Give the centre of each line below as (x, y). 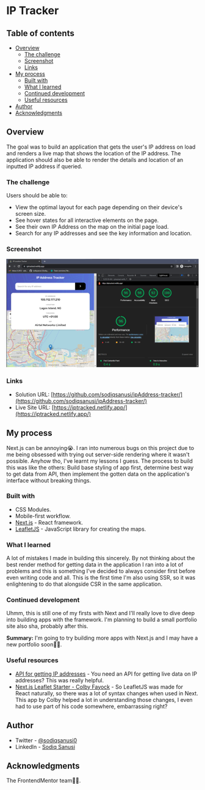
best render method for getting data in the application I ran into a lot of (95, 565)
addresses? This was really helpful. (59, 680)
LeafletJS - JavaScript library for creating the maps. (81, 529)
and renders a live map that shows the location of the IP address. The (94, 153)
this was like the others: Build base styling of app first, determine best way (100, 467)
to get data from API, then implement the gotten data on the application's (98, 474)
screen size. (31, 214)
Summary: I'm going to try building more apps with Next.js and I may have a (102, 638)
